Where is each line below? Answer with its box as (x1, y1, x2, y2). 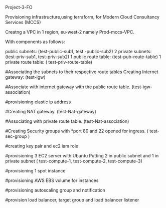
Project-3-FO (5, 5, 33, 10)
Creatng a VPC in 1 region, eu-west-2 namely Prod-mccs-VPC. (5, 29, 134, 35)
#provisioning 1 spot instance (5, 168, 66, 173)
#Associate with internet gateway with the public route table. (5, 84, 131, 90)
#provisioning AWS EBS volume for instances (5, 177, 99, 183)
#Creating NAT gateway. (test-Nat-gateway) (5, 109, 97, 114)
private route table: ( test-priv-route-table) (5, 59, 93, 65)
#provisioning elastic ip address (5, 99, 71, 105)
